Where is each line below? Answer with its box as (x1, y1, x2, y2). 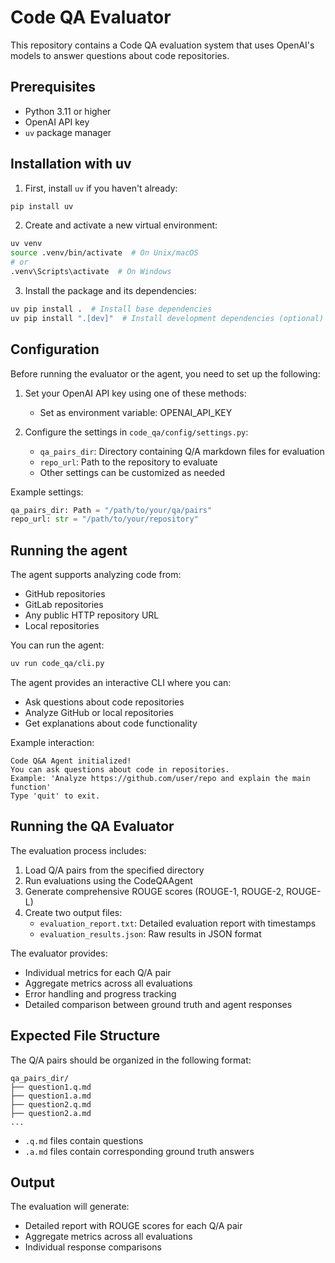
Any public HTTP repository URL (24, 609, 160, 621)
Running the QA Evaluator (10, 818, 175, 835)
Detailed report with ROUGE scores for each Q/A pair (24, 1220, 243, 1232)
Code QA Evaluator (10, 6, 172, 29)
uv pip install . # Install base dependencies (10, 304, 213, 314)
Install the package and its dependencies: (24, 284, 197, 296)
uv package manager (24, 126, 112, 138)
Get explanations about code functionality (24, 717, 198, 729)
